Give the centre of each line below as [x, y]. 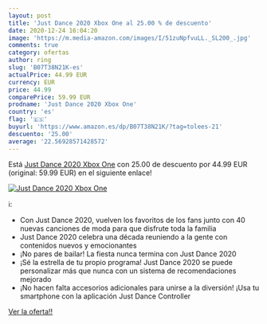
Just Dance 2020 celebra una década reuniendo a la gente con [124, 236]
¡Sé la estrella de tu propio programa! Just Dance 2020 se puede [126, 262]
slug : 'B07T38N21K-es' [46, 68]
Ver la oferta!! [31, 311]
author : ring [30, 61]
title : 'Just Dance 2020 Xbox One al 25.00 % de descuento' [110, 23]
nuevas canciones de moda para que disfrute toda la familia [118, 228]
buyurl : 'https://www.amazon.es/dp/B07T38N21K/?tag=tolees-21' [116, 127]
